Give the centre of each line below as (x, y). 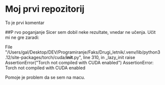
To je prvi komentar (25, 23)
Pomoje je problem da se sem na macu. (45, 77)
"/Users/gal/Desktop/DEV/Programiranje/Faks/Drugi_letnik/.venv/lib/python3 (83, 52)
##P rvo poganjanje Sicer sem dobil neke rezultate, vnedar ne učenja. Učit (81, 32)
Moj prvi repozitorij (45, 9)
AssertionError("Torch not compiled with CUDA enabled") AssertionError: (79, 62)
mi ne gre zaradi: (22, 37)
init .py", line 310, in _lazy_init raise (101, 57)
